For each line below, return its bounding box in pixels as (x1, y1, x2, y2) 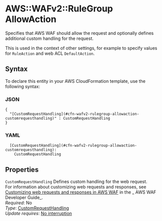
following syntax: (5, 83, 40, 89)
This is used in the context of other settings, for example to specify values (5, 45, 158, 51)
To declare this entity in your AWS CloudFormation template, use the (5, 78, 146, 84)
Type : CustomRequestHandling (5, 205, 69, 211)
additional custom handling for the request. (5, 35, 94, 41)
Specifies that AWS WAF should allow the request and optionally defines (5, 30, 154, 36)
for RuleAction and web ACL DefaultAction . (5, 50, 95, 56)
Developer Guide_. (5, 195, 43, 201)
